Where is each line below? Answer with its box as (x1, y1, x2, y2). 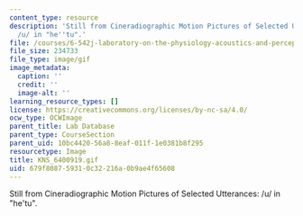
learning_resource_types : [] (9, 96, 119, 106)
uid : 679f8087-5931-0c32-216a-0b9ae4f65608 (9, 164, 176, 173)
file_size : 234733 (9, 47, 78, 56)
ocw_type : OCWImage (9, 113, 83, 122)
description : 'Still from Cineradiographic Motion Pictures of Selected (9, 22, 289, 31)
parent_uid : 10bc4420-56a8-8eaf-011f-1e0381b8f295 (9, 139, 204, 148)
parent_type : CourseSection (9, 130, 115, 139)
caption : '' (17, 72, 63, 81)
